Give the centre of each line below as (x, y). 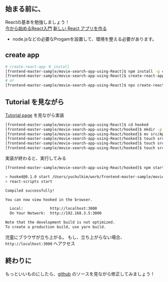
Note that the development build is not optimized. (60, 222)
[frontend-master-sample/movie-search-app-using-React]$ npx (70, 85)
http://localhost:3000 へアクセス (40, 243)
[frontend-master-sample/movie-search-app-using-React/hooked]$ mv (77, 134)
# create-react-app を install (37, 67)
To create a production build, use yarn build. (56, 227)
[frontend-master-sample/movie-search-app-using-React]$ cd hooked (77, 124)
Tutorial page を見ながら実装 (35, 115)
